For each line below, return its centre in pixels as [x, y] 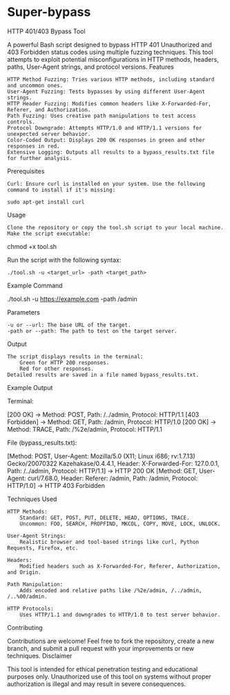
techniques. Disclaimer [40, 656]
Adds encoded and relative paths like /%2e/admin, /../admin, [111, 590]
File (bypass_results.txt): [42, 442]
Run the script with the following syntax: [64, 260]
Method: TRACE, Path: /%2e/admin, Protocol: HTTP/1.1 [85, 429]
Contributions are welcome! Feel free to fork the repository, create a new [111, 641]
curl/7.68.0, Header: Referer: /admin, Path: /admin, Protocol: [113, 478]
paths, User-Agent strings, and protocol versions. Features [90, 67]
